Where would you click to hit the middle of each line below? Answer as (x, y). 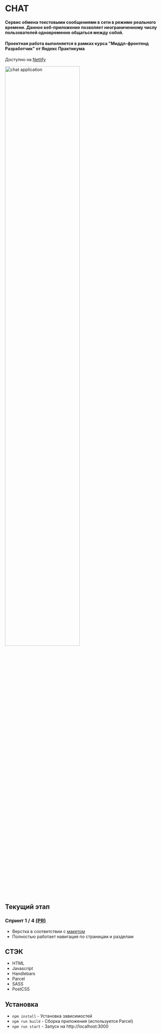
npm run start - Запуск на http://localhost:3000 (60, 1026)
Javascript (22, 968)
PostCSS (21, 989)
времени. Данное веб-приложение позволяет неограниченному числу (81, 27)
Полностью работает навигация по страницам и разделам (73, 936)
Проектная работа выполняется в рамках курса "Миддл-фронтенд (77, 44)
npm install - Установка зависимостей (52, 1016)
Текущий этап (27, 907)
